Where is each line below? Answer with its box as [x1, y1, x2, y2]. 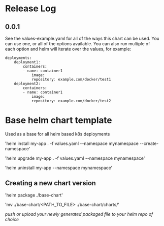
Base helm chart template [5, 115, 112, 126]
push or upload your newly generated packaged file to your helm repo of [5, 211, 153, 217]
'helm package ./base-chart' [5, 192, 63, 198]
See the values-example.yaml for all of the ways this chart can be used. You [5, 35, 160, 41]
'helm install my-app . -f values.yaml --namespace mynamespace [5, 141, 139, 146]
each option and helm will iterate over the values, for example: [5, 46, 131, 52]
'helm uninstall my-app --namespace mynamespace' [5, 165, 112, 170]
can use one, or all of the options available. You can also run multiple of [5, 41, 150, 47]
